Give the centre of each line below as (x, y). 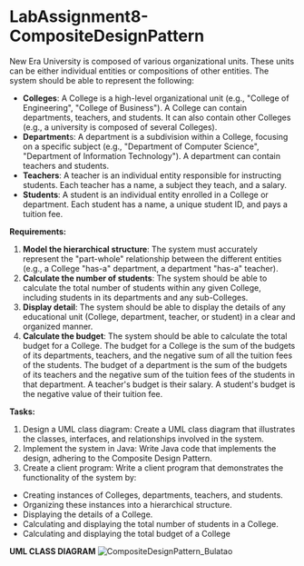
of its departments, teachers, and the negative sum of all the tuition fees (157, 355)
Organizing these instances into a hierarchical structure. (127, 504)
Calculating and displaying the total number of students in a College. (150, 523)
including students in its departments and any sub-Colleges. (135, 297)
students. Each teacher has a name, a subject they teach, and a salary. (155, 184)
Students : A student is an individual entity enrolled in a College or (146, 194)
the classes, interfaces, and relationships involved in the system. (143, 439)
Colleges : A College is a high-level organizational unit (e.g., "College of (156, 98)
